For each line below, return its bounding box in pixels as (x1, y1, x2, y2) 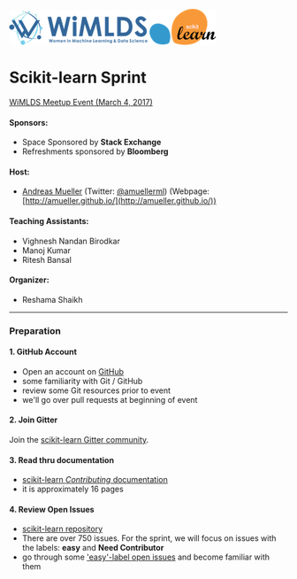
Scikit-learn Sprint (9, 67, 148, 88)
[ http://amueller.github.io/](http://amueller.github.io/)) (21, 196, 217, 206)
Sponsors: (9, 117, 49, 127)
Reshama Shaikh (21, 294, 83, 305)
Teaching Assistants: (9, 215, 89, 226)
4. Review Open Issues (9, 504, 95, 514)
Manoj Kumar (21, 244, 71, 256)
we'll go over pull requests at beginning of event (21, 394, 198, 405)
